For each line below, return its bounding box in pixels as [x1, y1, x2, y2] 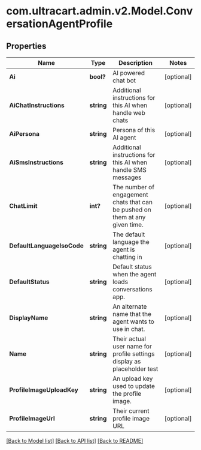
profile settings [112, 350, 155, 358]
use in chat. [112, 325, 145, 333]
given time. [112, 220, 144, 229]
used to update [112, 382, 156, 390]
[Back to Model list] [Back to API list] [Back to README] [6, 437, 144, 444]
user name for [112, 342, 153, 350]
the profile [112, 389, 142, 398]
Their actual [112, 335, 147, 343]
